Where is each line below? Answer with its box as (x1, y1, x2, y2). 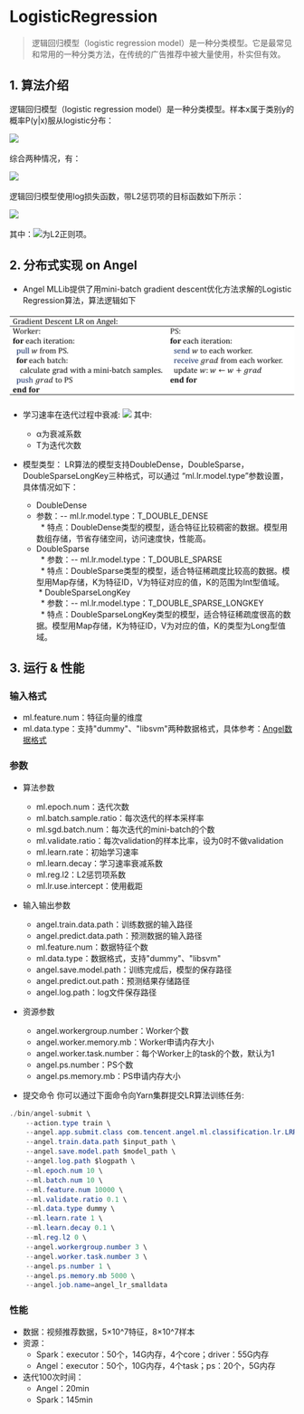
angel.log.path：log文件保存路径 (35, 987, 157, 998)
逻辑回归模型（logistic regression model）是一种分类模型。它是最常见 (31, 37, 292, 48)
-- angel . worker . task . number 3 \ (25, 1252, 147, 1261)
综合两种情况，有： (9, 152, 81, 164)
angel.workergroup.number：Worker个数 (35, 1025, 190, 1036)
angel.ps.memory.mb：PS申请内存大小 (35, 1070, 181, 1081)
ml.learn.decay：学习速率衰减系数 (35, 857, 164, 868)
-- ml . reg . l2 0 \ (25, 1233, 88, 1242)
